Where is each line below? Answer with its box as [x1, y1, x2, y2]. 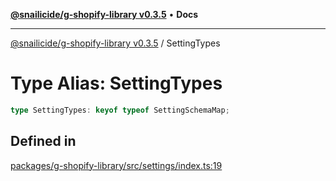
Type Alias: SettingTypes [10, 72, 223, 95]
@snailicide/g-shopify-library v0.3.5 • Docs [10, 9, 199, 20]
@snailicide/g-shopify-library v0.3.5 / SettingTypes [10, 37, 221, 49]
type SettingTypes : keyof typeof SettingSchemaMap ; [10, 105, 230, 115]
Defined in [10, 133, 77, 150]
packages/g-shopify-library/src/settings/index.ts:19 [10, 159, 223, 171]
